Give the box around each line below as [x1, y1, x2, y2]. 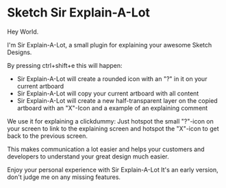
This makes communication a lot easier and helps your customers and [7, 145, 205, 153]
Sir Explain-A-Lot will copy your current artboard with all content [16, 89, 199, 97]
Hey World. [7, 27, 39, 36]
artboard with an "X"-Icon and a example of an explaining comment [16, 104, 208, 112]
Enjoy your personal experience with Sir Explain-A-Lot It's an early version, [7, 165, 219, 174]
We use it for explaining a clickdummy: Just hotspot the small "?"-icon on [7, 117, 214, 125]
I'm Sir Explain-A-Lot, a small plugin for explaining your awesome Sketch [7, 40, 212, 49]
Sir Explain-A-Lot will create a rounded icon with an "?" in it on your [16, 74, 208, 83]
